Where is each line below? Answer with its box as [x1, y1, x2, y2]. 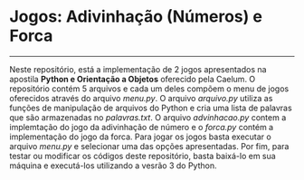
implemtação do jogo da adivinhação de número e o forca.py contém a [9, 121, 274, 132]
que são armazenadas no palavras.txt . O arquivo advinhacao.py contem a [9, 111, 287, 123]
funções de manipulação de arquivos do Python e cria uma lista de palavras [9, 102, 292, 113]
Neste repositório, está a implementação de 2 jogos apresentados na [9, 63, 267, 74]
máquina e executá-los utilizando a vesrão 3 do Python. [9, 160, 217, 171]
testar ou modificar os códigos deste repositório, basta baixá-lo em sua [9, 150, 276, 161]
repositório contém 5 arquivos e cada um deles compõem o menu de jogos [9, 83, 290, 94]
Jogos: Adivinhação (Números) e [9, 6, 262, 27]
